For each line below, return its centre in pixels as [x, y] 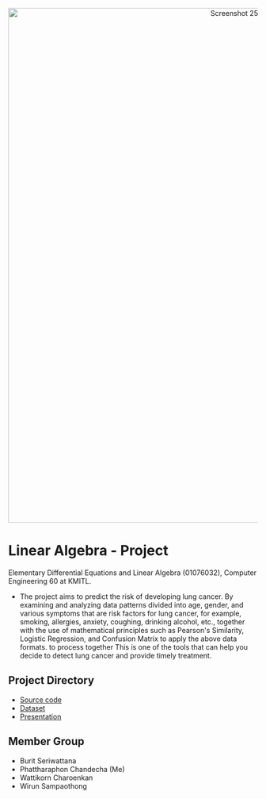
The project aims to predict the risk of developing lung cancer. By [126, 596]
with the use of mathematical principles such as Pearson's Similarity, [131, 630]
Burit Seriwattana [48, 760]
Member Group [46, 741]
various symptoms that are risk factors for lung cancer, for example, [130, 613]
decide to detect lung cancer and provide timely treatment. [116, 655]
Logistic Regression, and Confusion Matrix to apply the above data [128, 639]
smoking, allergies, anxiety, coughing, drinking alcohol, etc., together [132, 621]
